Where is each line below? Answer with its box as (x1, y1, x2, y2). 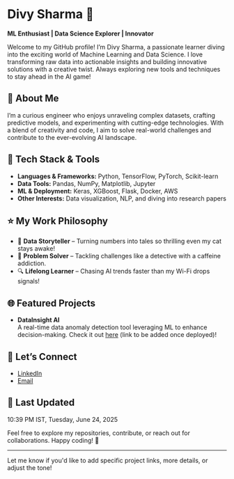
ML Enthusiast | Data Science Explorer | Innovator (7, 29, 155, 38)
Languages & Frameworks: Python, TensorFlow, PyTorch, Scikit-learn (17, 172, 219, 180)
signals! (17, 277, 40, 285)
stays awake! (17, 244, 56, 253)
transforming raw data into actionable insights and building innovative (7, 57, 208, 65)
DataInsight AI (17, 316, 61, 324)
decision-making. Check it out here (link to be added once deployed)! (17, 331, 217, 339)
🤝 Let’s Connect (7, 351, 77, 363)
